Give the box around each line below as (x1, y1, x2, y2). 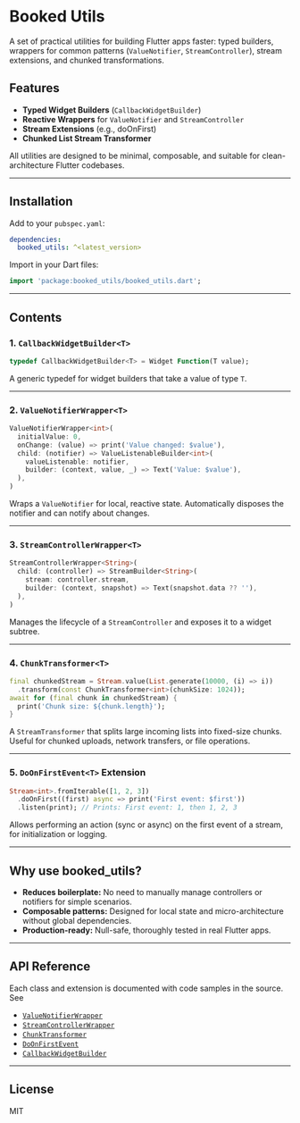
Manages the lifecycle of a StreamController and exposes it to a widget (9, 616, 272, 627)
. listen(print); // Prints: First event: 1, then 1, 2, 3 (17, 803, 238, 812)
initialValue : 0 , (17, 432, 82, 441)
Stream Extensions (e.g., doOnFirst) (21, 123, 157, 134)
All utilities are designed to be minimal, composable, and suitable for (9, 150, 261, 161)
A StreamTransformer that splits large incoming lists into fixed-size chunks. (9, 726, 283, 737)
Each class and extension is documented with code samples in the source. (9, 983, 284, 993)
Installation (9, 194, 73, 209)
